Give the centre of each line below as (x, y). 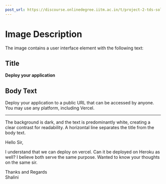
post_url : (15, 10)
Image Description (44, 34)
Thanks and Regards (26, 172)
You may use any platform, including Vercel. (50, 108)
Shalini (12, 177)
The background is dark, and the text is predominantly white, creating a (78, 122)
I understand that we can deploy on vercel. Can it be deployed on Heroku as (83, 152)
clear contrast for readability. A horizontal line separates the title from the (80, 128)
